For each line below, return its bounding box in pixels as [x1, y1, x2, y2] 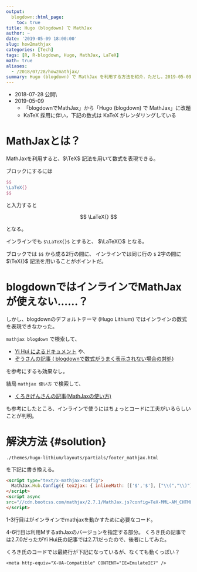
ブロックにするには [6, 168, 53, 175]
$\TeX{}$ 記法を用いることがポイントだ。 [6, 258, 107, 265]
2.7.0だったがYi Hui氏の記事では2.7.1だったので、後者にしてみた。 [11, 536, 170, 543]
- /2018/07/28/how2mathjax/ [11, 69, 80, 75]
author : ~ [6, 31, 30, 36]
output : [6, 8, 25, 15]
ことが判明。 [6, 412, 37, 419]
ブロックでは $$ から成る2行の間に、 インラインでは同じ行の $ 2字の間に [6, 250, 182, 257]
